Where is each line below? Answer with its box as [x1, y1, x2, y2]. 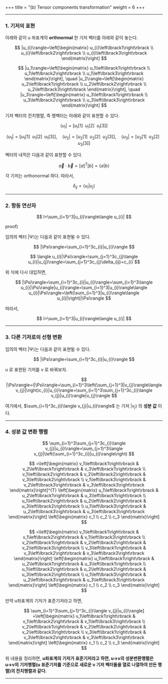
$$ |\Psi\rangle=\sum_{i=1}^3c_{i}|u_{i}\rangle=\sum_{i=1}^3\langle [15, 279, 153, 285]
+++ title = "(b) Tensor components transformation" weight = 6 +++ [5, 5, 145, 10]
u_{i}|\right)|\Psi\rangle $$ [56, 295, 111, 301]
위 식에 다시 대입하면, [5, 269, 46, 275]
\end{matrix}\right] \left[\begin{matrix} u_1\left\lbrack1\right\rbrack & [13, 555, 154, 561]
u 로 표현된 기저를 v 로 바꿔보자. [5, 366, 67, 372]
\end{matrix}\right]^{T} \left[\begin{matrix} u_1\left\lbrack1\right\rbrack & [9, 487, 159, 493]
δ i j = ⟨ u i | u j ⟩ [72, 183, 95, 190]
